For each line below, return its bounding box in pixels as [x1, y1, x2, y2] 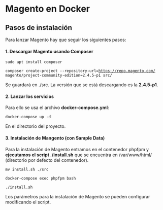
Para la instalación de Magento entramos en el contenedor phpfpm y [5, 146, 149, 152]
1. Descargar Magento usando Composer [5, 48, 93, 54]
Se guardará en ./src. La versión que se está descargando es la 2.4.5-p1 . [5, 82, 158, 88]
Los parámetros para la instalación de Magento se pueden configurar [5, 193, 150, 199]
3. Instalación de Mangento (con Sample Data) [5, 135, 105, 141]
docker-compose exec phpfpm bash [5, 176, 76, 181]
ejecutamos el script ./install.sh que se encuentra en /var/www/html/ [5, 152, 152, 158]
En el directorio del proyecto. [5, 123, 66, 129]
